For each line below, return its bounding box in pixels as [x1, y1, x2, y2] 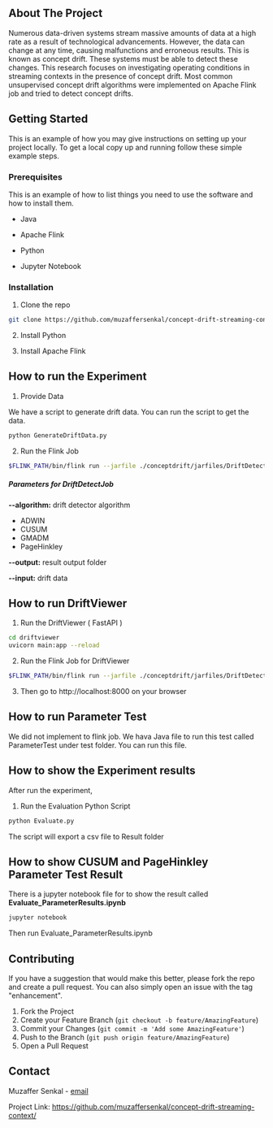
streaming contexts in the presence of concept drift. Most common [8, 71, 233, 80]
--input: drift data [8, 573, 68, 583]
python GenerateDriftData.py [8, 431, 107, 440]
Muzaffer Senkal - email [8, 1086, 89, 1095]
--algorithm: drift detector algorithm [8, 500, 131, 510]
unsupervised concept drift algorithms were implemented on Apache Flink [8, 80, 258, 89]
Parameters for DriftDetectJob [8, 479, 114, 489]
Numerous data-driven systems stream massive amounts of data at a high [8, 28, 257, 37]
